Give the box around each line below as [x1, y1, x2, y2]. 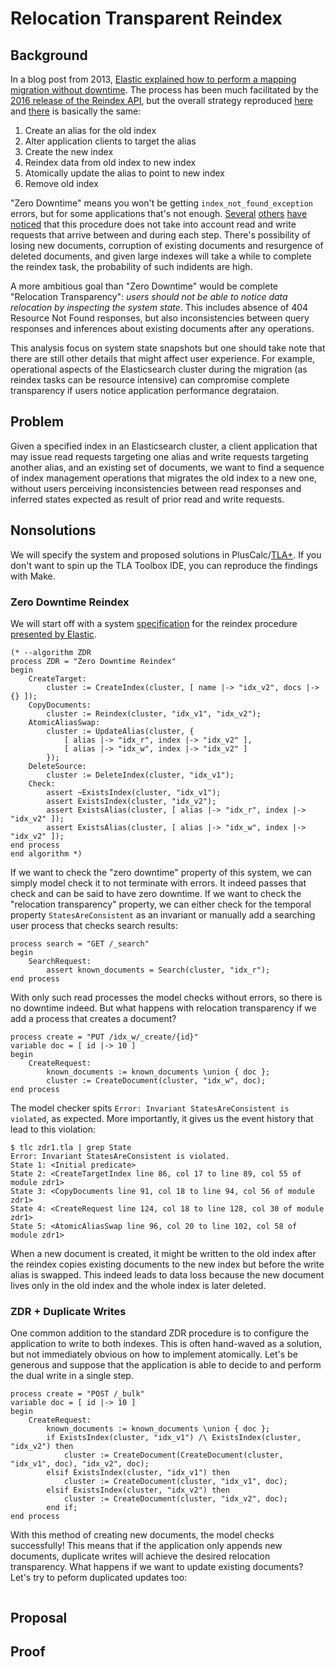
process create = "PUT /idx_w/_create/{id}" [10, 1032, 199, 1042]
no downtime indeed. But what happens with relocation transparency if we [10, 1002, 317, 1014]
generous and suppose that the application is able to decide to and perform [10, 1359, 322, 1371]
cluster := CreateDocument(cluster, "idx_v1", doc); [63, 1477, 288, 1487]
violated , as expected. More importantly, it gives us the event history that [10, 1112, 314, 1124]
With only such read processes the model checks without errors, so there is [10, 991, 323, 1003]
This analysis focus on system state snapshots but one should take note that [10, 342, 326, 354]
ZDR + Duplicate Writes [10, 1304, 127, 1318]
